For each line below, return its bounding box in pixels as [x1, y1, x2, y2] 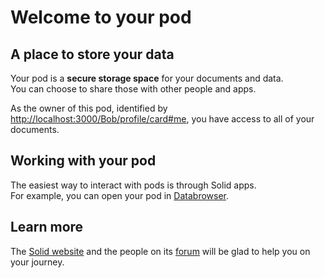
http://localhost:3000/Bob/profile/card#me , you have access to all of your [10, 113, 315, 125]
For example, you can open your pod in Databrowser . [10, 189, 230, 201]
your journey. [10, 256, 65, 268]
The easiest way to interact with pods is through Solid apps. [10, 179, 257, 191]
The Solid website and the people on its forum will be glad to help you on [10, 245, 311, 257]
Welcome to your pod [10, 6, 192, 29]
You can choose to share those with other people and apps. [10, 83, 257, 95]
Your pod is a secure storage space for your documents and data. [10, 72, 284, 84]
